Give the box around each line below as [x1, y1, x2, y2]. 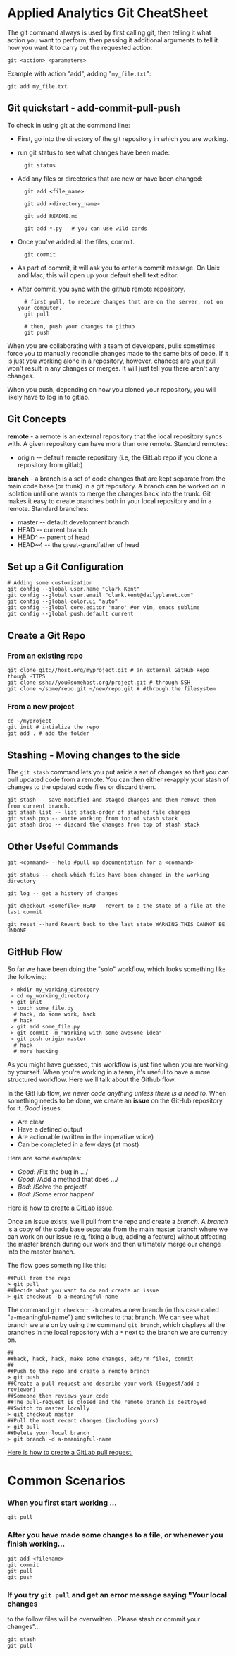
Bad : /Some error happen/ [17, 1189, 94, 1198]
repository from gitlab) [17, 460, 83, 469]
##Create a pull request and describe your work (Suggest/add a [7, 1380, 200, 1387]
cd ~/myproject [7, 718, 52, 725]
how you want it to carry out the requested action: [7, 43, 153, 52]
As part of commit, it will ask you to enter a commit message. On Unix [17, 263, 221, 272]
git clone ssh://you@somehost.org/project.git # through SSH [7, 679, 191, 686]
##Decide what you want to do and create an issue [7, 1287, 159, 1294]
